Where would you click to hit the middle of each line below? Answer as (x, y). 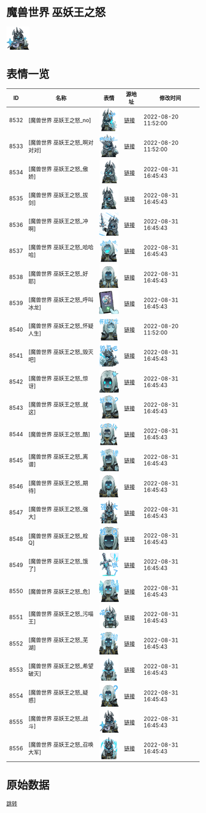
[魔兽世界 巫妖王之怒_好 (58, 273)
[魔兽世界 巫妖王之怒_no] (60, 120)
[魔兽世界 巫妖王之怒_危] (59, 591)
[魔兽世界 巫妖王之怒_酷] (59, 434)
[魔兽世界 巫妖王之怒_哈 (58, 247)
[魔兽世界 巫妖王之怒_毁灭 (61, 352)
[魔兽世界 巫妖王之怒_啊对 (61, 142)
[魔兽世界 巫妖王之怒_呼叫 (61, 299)
